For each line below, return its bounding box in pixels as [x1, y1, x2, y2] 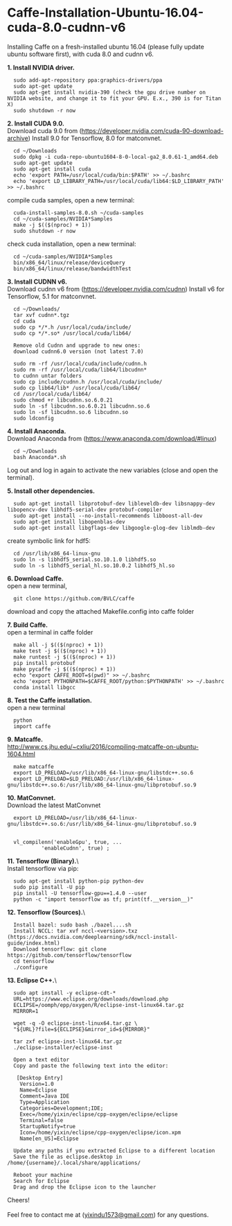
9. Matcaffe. [7, 735, 44, 743]
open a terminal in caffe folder [7, 628, 93, 636]
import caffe [13, 723, 51, 729]
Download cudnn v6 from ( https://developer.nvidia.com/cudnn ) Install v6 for [7, 284, 225, 293]
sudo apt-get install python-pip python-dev [13, 877, 144, 885]
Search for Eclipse [13, 1177, 70, 1184]
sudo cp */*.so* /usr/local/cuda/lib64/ [13, 329, 132, 337]
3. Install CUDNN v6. [7, 277, 68, 286]
